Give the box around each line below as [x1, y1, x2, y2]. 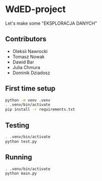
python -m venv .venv [5, 97, 51, 103]
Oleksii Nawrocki [12, 48, 48, 54]
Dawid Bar [12, 59, 34, 65]
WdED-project [5, 4, 66, 15]
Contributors [5, 35, 47, 43]
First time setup [5, 84, 56, 93]
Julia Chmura [12, 64, 40, 70]
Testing [5, 121, 30, 130]
